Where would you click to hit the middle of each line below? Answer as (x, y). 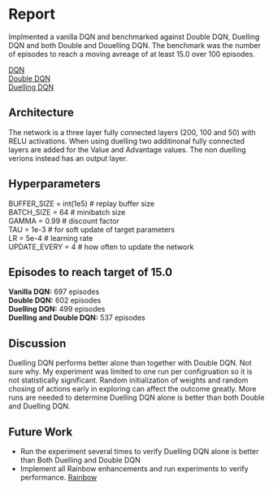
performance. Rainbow (58, 477)
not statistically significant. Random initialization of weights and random (128, 380)
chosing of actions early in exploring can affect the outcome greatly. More (132, 389)
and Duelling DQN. (39, 406)
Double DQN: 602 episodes (55, 300)
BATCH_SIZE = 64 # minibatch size (67, 212)
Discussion (37, 343)
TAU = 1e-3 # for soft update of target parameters (92, 230)
